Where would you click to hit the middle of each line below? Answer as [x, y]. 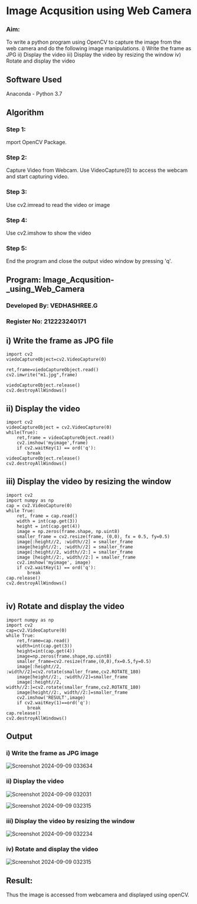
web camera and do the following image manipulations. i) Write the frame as [99, 48]
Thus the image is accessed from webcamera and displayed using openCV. [98, 895]
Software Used [34, 79]
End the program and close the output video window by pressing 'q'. [89, 261]
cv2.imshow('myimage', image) [54, 562]
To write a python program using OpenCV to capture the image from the [94, 42]
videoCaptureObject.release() [43, 458]
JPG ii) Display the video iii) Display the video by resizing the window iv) [94, 55]
